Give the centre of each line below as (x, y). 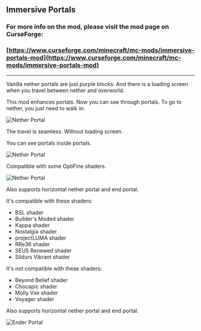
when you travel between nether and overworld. (65, 90)
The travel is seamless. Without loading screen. (65, 131)
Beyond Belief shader (41, 280)
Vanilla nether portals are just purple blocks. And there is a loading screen (97, 84)
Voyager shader (35, 299)
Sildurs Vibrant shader (42, 257)
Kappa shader (32, 225)
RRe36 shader (32, 244)
